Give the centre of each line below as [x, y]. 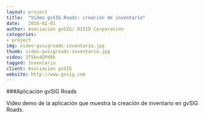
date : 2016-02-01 [31, 23]
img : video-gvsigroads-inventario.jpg [55, 46]
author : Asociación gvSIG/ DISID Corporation [65, 29]
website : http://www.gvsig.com [46, 74]
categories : [21, 35]
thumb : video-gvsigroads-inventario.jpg [58, 52]
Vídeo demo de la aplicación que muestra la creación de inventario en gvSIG [102, 103]
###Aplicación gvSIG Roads [42, 91]
